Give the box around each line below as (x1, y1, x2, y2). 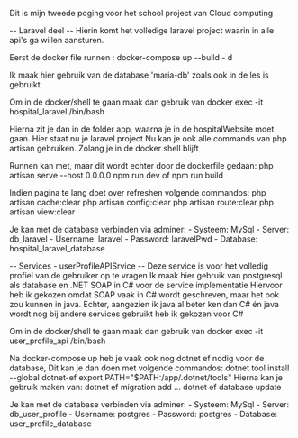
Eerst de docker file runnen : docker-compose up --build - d (9, 52, 233, 62)
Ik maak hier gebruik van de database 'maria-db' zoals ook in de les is (9, 69, 269, 80)
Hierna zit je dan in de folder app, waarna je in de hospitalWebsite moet (9, 123, 275, 134)
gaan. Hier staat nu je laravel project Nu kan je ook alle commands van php (9, 133, 287, 143)
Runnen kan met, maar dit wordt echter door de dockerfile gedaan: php (9, 160, 274, 170)
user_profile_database (9, 418, 92, 429)
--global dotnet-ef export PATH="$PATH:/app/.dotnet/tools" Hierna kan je (9, 372, 284, 382)
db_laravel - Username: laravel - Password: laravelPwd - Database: (9, 233, 258, 244)
